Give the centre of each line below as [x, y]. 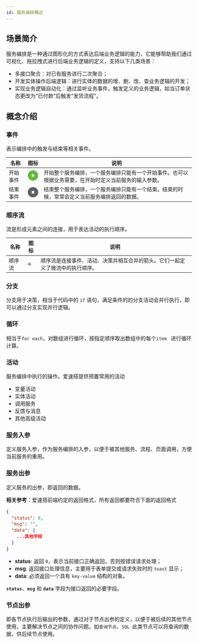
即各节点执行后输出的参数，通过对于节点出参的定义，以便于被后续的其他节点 [99, 619]
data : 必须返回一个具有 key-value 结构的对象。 [71, 576]
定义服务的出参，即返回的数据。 [45, 487]
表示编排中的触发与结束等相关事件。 [50, 149]
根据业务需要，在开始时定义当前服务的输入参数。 [103, 179]
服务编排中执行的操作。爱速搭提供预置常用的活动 [65, 376]
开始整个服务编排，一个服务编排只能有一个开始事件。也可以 [116, 172]
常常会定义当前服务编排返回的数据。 [98, 197]
